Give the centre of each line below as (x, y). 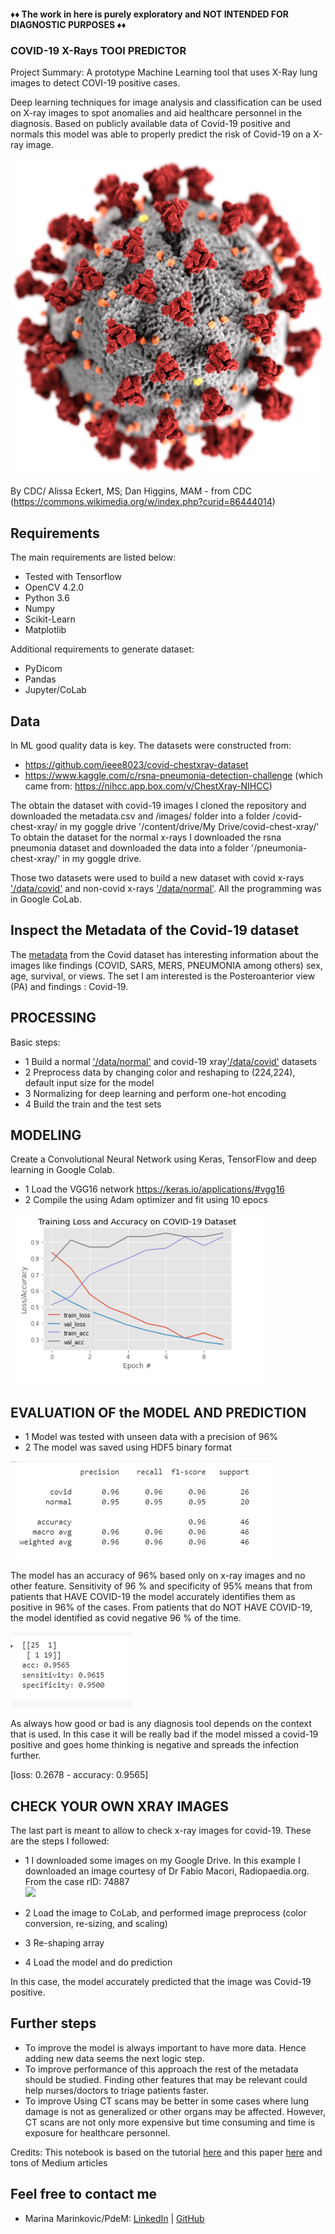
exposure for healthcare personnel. (97, 2132)
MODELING (46, 1135)
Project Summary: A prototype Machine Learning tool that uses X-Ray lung (164, 72)
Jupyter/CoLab (55, 690)
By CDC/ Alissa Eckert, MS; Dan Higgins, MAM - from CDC (131, 491)
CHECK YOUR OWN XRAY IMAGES (119, 1806)
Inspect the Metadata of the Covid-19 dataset (155, 930)
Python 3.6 (47, 598)
